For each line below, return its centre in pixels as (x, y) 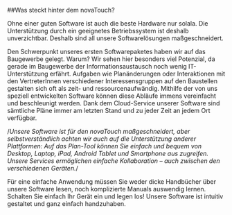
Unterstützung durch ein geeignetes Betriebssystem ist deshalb (98, 31)
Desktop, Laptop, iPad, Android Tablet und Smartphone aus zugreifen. (108, 153)
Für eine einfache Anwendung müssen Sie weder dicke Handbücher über (112, 182)
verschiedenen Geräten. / (43, 168)
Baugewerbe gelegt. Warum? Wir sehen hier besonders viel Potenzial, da (111, 59)
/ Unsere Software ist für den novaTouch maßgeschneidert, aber (99, 131)
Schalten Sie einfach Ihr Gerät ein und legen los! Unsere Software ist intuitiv (115, 196)
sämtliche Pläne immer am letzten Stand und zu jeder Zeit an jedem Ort (109, 111)
